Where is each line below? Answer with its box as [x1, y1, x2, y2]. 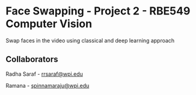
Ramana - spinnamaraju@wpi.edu [5, 82, 90, 89]
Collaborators [5, 54, 58, 64]
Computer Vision [5, 17, 93, 31]
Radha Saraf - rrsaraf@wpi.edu [5, 70, 84, 78]
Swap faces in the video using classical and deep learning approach [5, 37, 175, 44]
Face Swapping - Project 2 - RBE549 [5, 4, 191, 18]
